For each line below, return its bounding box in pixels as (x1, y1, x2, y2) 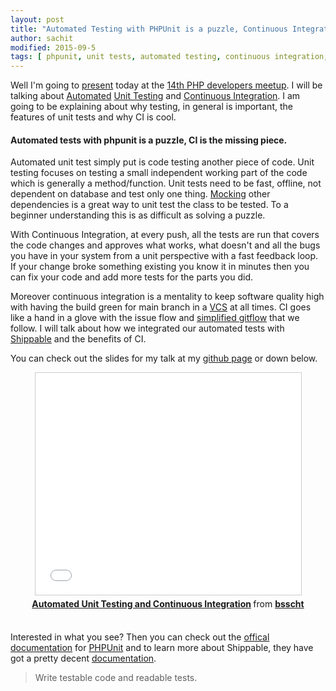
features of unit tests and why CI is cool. (10, 111, 177, 123)
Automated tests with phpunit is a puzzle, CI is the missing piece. (10, 134, 288, 146)
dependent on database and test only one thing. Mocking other (10, 188, 271, 200)
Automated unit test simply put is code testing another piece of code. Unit (10, 156, 315, 168)
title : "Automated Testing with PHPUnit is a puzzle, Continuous (10, 24, 288, 34)
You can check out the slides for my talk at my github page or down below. (10, 352, 318, 365)
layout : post (10, 14, 65, 25)
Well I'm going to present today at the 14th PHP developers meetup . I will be (10, 79, 323, 91)
